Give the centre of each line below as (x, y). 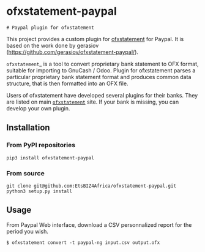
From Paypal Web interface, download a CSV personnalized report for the (99, 224)
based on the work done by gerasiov (53, 45)
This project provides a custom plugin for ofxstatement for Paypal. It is (95, 39)
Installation (28, 128)
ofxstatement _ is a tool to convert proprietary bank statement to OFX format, (102, 64)
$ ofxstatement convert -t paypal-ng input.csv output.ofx (83, 242)
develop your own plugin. (38, 108)
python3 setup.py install (39, 191)
